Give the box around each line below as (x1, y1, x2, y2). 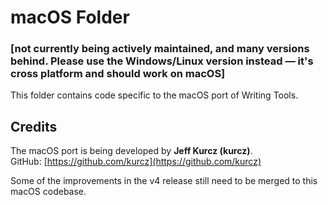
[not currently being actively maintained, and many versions (10, 42, 310, 56)
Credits (10, 118, 58, 135)
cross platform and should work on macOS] (10, 67, 226, 81)
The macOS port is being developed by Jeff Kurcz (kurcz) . (10, 145, 253, 157)
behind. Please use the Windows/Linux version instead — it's (10, 54, 314, 68)
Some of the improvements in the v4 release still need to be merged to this (10, 175, 318, 187)
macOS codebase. (10, 186, 87, 198)
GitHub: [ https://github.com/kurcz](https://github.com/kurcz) (10, 156, 262, 168)
